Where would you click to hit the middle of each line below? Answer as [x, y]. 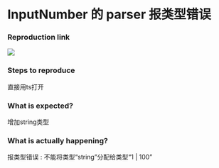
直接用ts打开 [26, 86]
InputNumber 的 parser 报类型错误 [109, 15]
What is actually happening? [58, 141]
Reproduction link [39, 38]
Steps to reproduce [41, 70]
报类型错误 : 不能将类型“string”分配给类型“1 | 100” [80, 157]
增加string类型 [28, 122]
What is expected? [40, 106]
